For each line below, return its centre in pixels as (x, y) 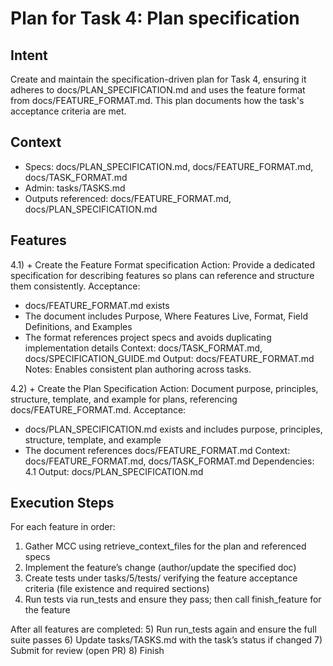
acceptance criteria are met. (68, 111)
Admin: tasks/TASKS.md (75, 188)
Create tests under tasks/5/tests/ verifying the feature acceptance (161, 578)
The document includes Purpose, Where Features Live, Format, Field (166, 316)
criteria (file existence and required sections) (117, 589)
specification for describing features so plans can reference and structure (162, 275)
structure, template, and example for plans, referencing (124, 399)
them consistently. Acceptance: (75, 286)
